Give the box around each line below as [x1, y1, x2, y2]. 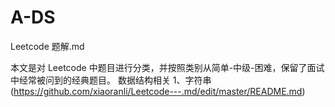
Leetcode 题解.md [10, 40, 85, 52]
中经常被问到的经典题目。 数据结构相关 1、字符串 [10, 74, 212, 86]
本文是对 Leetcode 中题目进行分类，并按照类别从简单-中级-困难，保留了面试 [10, 61, 325, 73]
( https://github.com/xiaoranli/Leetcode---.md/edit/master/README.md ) [10, 85, 306, 97]
